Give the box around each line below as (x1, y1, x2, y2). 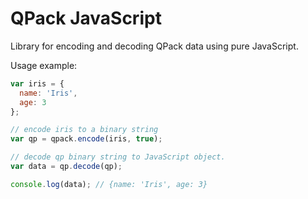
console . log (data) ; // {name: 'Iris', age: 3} (10, 179, 208, 189)
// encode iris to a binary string (10, 125, 159, 135)
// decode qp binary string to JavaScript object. (10, 152, 226, 162)
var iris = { (10, 78, 65, 89)
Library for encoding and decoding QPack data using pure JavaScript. (10, 40, 299, 52)
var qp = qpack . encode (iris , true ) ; (10, 134, 163, 144)
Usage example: (10, 59, 78, 71)
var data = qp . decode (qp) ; (10, 162, 123, 172)
